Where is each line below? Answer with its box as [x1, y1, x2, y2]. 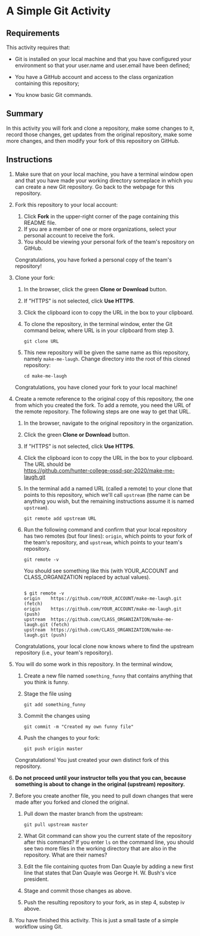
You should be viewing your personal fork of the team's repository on [23, 238, 195, 245]
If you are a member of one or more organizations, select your [23, 225, 177, 233]
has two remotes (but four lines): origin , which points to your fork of [23, 532, 193, 539]
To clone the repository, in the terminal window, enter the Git [23, 320, 173, 327]
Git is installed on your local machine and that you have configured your [14, 56, 192, 62]
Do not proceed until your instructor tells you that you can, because [14, 774, 186, 781]
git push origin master [23, 746, 84, 752]
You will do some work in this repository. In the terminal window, [14, 660, 173, 667]
